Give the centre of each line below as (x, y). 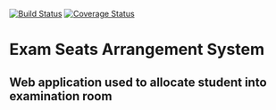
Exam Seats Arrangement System (137, 50)
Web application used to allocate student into (138, 82)
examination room (61, 96)
